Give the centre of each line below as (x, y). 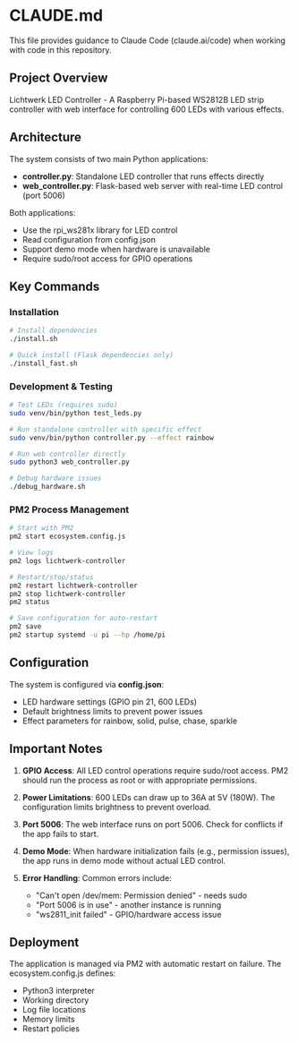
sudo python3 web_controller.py (69, 462)
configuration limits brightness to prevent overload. (117, 807)
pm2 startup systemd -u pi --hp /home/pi (88, 635)
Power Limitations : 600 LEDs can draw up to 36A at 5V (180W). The (149, 797)
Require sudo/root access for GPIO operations (107, 258)
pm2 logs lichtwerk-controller (68, 560)
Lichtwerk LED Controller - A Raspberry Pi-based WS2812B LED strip (136, 99)
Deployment (44, 942)
